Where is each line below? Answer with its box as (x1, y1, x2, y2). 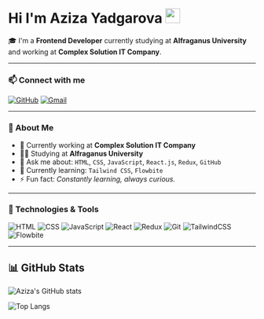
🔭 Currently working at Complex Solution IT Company (19, 140, 196, 149)
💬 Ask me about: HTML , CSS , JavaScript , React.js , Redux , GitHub (19, 157, 222, 167)
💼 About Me (8, 123, 54, 134)
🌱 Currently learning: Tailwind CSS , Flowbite (19, 165, 163, 174)
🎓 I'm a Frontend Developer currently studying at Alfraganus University (8, 35, 247, 45)
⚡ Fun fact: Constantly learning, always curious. (19, 174, 175, 184)
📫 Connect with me (8, 75, 86, 86)
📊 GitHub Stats (8, 262, 85, 275)
